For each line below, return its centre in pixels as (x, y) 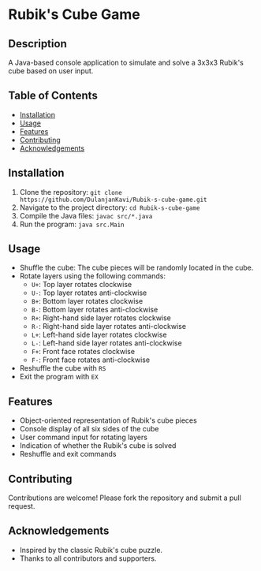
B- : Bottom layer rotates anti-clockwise (95, 310)
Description (37, 44)
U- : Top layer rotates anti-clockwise (89, 293)
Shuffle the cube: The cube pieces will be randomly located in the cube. (136, 268)
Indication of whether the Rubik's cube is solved (98, 446)
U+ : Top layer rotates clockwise (82, 285)
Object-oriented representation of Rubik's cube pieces (108, 420)
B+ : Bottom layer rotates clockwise (87, 301)
